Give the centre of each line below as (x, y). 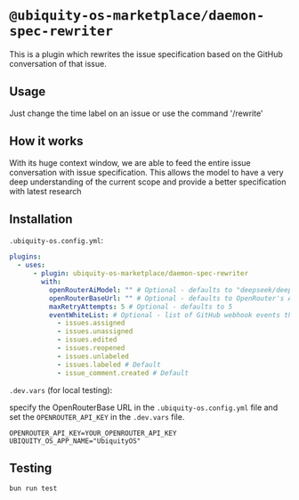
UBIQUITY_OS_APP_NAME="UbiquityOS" (75, 441)
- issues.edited (87, 340)
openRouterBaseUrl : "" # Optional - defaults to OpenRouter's (166, 298)
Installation (41, 219)
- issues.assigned (91, 324)
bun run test (33, 488)
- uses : (32, 266)
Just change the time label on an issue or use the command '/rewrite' (137, 113)
